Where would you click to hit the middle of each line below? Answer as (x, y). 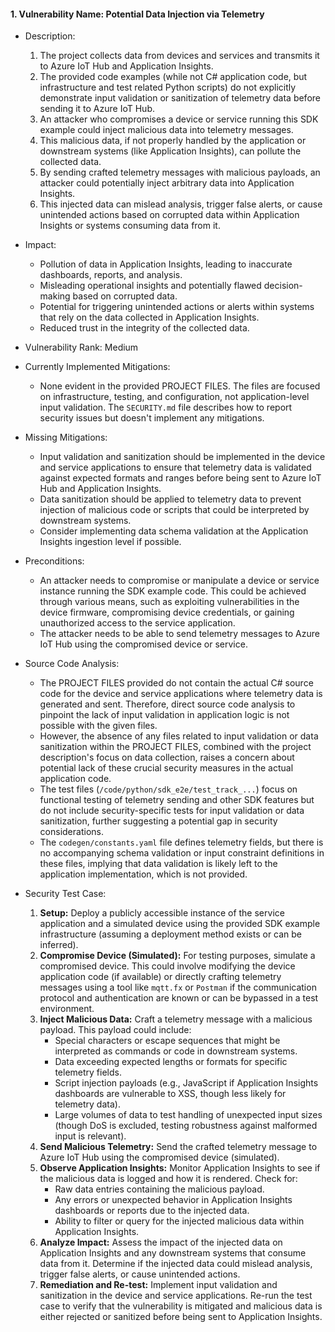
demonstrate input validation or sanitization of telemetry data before (180, 98)
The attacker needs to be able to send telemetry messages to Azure (179, 634)
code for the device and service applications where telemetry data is (181, 694)
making (55, 296)
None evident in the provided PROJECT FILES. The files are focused (180, 386)
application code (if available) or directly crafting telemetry (160, 977)
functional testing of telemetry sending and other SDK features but (177, 800)
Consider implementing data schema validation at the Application (174, 531)
